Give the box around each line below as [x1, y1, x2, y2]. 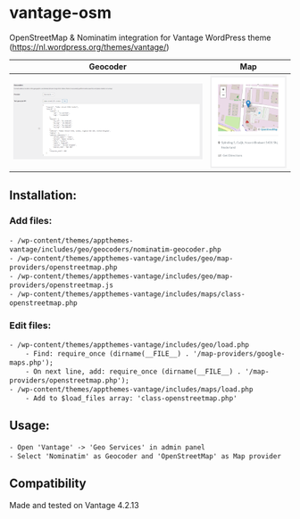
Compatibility [9, 476, 87, 491]
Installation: [9, 188, 78, 203]
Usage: [9, 418, 51, 433]
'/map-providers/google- [193, 350, 286, 358]
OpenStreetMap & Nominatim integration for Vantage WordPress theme [9, 32, 271, 43]
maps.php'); [9, 358, 54, 367]
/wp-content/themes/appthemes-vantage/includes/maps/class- [17, 289, 246, 299]
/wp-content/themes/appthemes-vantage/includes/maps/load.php [17, 385, 254, 394]
